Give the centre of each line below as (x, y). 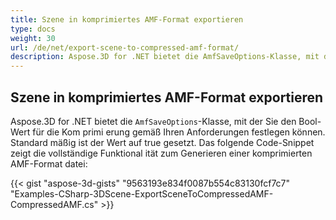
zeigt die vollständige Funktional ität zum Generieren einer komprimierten (161, 153)
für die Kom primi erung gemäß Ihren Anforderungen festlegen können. (179, 132)
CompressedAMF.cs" (54, 204)
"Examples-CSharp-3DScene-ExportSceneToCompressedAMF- (142, 193)
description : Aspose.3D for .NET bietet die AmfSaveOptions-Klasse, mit (165, 57)
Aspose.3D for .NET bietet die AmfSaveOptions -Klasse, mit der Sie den (153, 121)
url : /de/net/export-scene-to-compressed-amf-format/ (125, 47)
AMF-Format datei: (49, 163)
